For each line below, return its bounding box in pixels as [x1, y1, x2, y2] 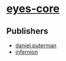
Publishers [6, 26, 48, 36]
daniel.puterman [15, 42, 57, 49]
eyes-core [6, 2, 60, 16]
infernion [15, 48, 38, 56]
